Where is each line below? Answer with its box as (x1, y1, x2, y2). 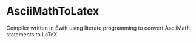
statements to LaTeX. (6, 30, 59, 38)
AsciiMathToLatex (6, 4, 100, 18)
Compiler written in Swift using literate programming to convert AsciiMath (6, 24, 190, 31)
